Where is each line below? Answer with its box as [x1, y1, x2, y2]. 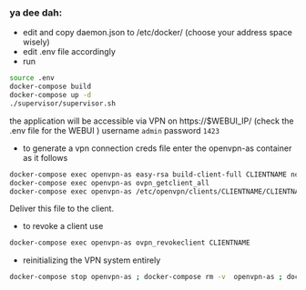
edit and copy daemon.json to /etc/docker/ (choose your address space [22, 27, 293, 38]
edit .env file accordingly [22, 46, 117, 57]
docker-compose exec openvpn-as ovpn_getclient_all [9, 178, 209, 187]
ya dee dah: [9, 6, 63, 19]
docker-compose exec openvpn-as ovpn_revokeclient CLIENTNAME [9, 238, 250, 247]
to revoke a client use [22, 221, 104, 232]
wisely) [22, 36, 50, 47]
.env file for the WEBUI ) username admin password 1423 [9, 125, 220, 135]
